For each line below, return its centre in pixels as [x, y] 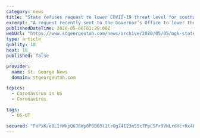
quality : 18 [21, 45]
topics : [16, 88]
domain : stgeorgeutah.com [44, 78]
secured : [17, 126]
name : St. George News [40, 72]
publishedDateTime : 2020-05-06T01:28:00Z [58, 28]
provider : [18, 66]
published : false [28, 56]
